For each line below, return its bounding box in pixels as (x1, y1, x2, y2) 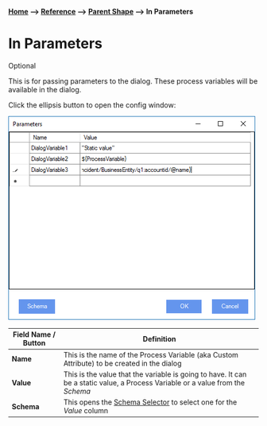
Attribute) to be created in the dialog (63, 358, 182, 368)
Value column (63, 406, 109, 416)
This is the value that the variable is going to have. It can (63, 369, 247, 379)
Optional (8, 61, 37, 70)
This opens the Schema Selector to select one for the (63, 397, 238, 407)
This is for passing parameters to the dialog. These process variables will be (8, 76, 258, 86)
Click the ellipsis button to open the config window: (8, 100, 176, 110)
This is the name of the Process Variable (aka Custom (63, 350, 238, 359)
